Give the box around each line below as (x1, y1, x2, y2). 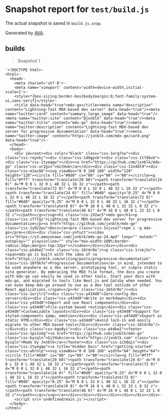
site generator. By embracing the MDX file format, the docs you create (5, 269, 160, 274)
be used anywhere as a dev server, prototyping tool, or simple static (5, 265, 157, 270)
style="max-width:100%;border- (65, 238, 131, 244)
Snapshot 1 (17, 58, 40, 64)
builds (5, 44, 25, 53)
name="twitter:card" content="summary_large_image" (5, 111, 115, 116)
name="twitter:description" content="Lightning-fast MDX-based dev (5, 124, 149, 129)
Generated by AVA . (5, 30, 44, 36)
